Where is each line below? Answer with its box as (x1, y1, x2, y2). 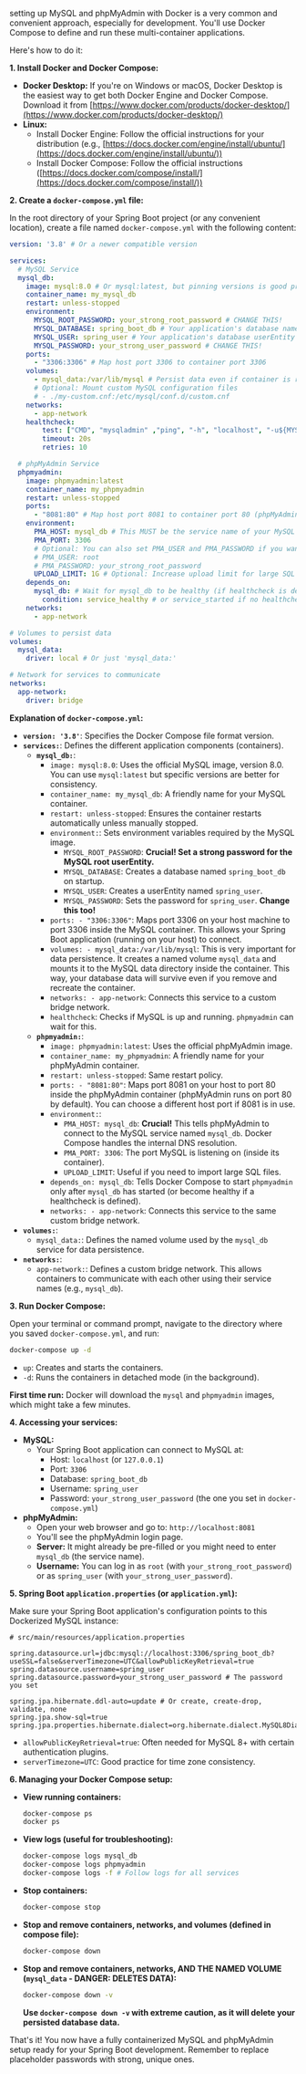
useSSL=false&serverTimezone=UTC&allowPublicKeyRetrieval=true (9, 1656, 255, 1666)
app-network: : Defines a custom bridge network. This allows (36, 1263, 262, 1274)
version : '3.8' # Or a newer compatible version (9, 240, 198, 249)
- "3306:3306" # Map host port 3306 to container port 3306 (33, 358, 267, 368)
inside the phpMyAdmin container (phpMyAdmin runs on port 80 (49, 1089, 292, 1100)
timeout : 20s (42, 434, 92, 443)
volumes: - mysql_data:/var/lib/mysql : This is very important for (49, 943, 296, 954)
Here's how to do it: (9, 45, 84, 56)
